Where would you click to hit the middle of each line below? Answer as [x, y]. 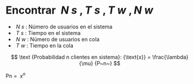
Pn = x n [16, 75]
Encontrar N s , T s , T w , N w [79, 10]
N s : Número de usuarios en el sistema [64, 27]
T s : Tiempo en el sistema [48, 33]
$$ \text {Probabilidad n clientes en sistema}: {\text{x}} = [81, 57]
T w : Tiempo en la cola [45, 46]
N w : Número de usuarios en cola [58, 39]
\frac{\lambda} [170, 57]
